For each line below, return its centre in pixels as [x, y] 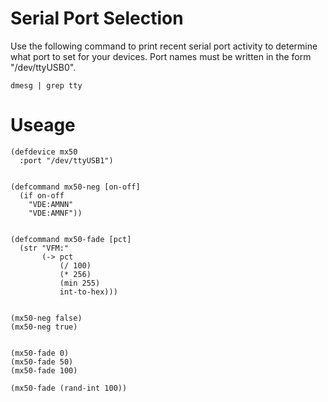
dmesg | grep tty [46, 85]
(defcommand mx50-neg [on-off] [75, 187]
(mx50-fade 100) [44, 370]
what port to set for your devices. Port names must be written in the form [161, 56]
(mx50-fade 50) [42, 362]
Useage [43, 125]
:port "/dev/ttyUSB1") [66, 160]
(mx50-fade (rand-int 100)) [69, 388]
